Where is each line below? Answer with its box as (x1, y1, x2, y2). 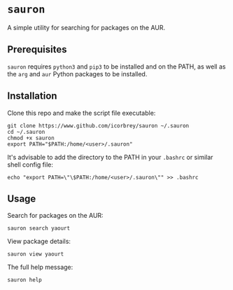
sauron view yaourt (7, 251, 64, 258)
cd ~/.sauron (7, 128, 45, 135)
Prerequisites (7, 43, 67, 55)
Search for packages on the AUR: (7, 212, 104, 220)
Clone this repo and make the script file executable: (7, 109, 156, 117)
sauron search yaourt (7, 225, 71, 232)
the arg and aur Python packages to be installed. (7, 69, 148, 78)
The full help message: (7, 263, 73, 272)
